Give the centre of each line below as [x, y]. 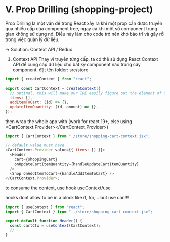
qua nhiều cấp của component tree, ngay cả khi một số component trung [81, 28]
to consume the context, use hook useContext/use [58, 188]
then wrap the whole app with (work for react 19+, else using [69, 122]
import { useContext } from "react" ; [45, 207]
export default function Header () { [44, 221]
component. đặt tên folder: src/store [50, 70]
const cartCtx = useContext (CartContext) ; [55, 226]
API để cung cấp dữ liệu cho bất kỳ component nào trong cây [76, 64]
